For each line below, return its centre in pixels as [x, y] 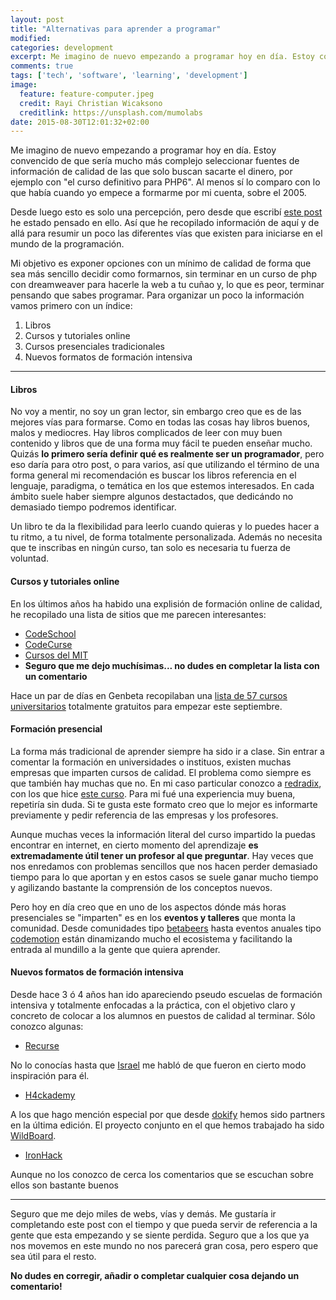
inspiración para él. [50, 1076]
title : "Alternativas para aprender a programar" [116, 29]
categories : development [62, 47]
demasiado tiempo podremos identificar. [93, 507]
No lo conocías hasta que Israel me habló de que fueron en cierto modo [158, 1065]
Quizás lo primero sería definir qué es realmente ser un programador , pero [167, 454]
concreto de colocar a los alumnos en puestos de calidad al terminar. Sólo [163, 1016]
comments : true [42, 66]
